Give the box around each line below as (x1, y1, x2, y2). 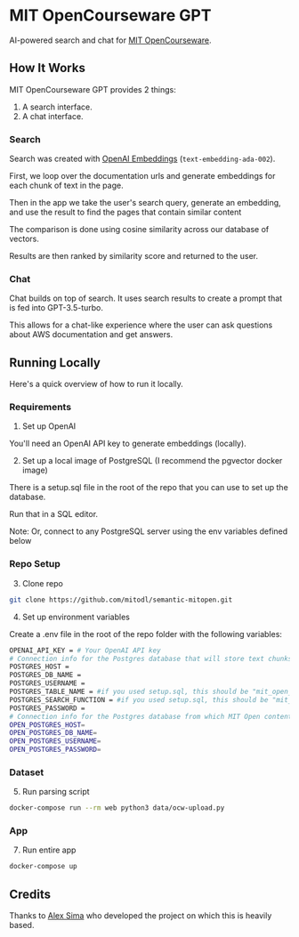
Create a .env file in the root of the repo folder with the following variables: (9, 628, 283, 639)
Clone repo (21, 578, 64, 588)
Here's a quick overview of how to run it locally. (9, 379, 184, 390)
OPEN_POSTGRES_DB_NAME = (9, 729, 98, 738)
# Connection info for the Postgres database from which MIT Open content (9, 712, 293, 721)
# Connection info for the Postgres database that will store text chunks (9, 654, 293, 663)
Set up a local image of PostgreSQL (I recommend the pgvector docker (21, 456, 283, 466)
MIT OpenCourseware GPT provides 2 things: (9, 84, 176, 94)
